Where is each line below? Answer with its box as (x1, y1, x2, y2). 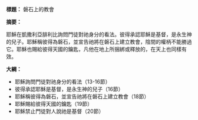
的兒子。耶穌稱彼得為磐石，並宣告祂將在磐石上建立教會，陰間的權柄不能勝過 (6, 38, 192, 45)
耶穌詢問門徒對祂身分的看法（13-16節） (14, 78, 111, 85)
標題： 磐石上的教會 (6, 6, 54, 12)
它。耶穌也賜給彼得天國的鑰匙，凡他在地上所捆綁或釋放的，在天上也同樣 (6, 46, 181, 53)
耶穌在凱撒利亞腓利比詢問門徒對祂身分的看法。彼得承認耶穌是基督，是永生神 (6, 31, 192, 38)
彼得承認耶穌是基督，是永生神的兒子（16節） (14, 86, 124, 92)
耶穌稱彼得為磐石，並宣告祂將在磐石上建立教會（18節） (14, 93, 150, 100)
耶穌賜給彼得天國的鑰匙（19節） (14, 100, 93, 107)
